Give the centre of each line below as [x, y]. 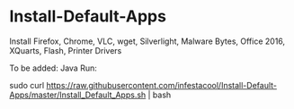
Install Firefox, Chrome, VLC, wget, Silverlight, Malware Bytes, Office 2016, [147, 41]
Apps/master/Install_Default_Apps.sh [78, 95]
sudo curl [27, 85]
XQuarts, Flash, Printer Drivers [66, 50]
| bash [160, 95]
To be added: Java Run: [53, 68]
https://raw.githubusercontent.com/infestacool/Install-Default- [161, 85]
